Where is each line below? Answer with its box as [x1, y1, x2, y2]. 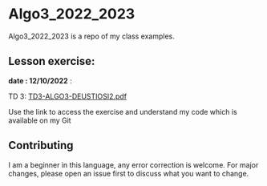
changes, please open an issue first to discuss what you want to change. [8, 168, 249, 178]
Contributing [8, 139, 74, 152]
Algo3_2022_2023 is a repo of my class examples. [8, 31, 175, 41]
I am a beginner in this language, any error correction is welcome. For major [8, 160, 259, 169]
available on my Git [8, 115, 71, 125]
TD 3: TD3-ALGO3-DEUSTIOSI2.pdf [8, 91, 127, 101]
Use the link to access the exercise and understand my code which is [8, 107, 238, 116]
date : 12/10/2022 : [8, 75, 72, 85]
